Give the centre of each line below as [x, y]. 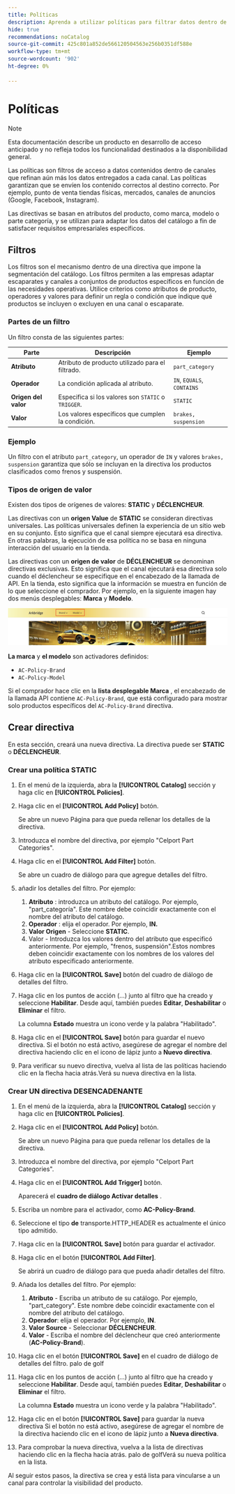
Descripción [113, 353]
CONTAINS [186, 388]
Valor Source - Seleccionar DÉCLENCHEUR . [92, 1328]
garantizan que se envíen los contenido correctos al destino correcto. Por [114, 185]
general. [20, 156]
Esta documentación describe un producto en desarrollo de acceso [105, 142]
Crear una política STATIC [52, 769]
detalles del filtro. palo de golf [61, 1364]
